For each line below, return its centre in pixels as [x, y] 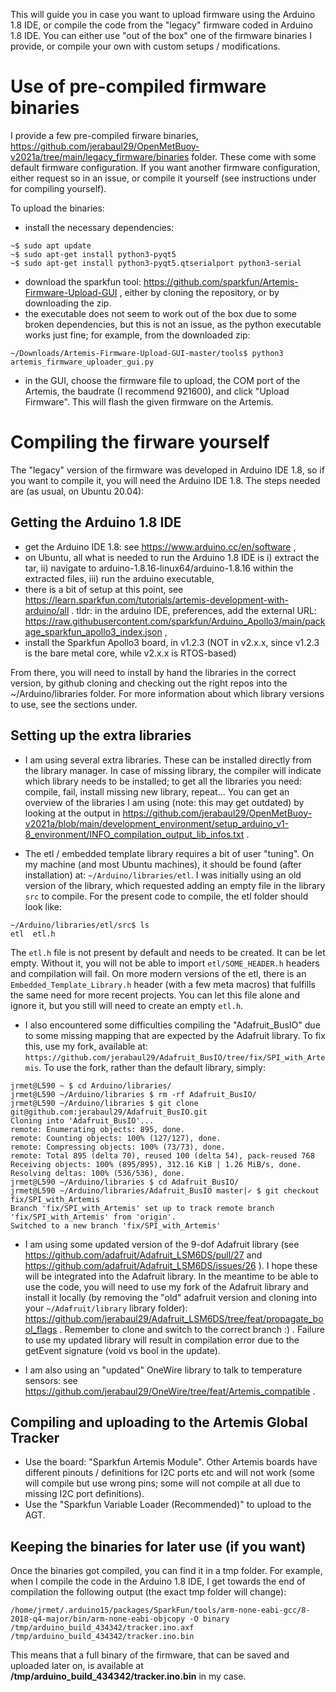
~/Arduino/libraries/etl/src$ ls [80, 925]
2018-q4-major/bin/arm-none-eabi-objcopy [98, 1619]
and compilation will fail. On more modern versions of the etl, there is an [158, 973]
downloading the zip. [68, 303]
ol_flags [41, 1329]
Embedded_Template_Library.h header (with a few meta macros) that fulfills [163, 984]
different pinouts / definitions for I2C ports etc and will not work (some [169, 1473]
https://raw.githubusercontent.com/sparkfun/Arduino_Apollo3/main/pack [175, 621]
